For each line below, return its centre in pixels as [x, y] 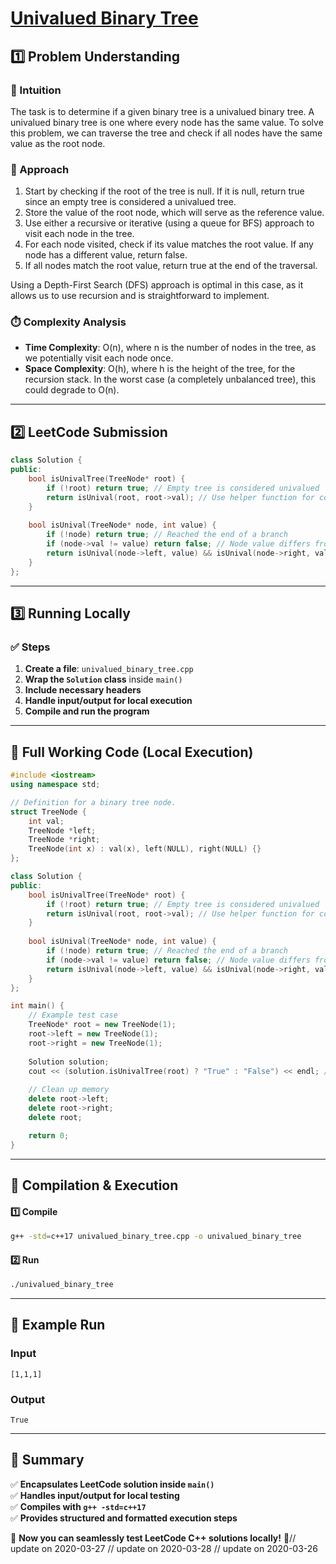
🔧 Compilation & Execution [94, 1185]
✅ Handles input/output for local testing [95, 1495]
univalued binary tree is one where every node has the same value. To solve [167, 122]
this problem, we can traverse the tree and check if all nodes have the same [166, 133]
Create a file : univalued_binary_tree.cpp [109, 669]
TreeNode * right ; [64, 840]
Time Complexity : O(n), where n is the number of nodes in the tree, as [170, 348]
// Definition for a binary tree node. [93, 802]
